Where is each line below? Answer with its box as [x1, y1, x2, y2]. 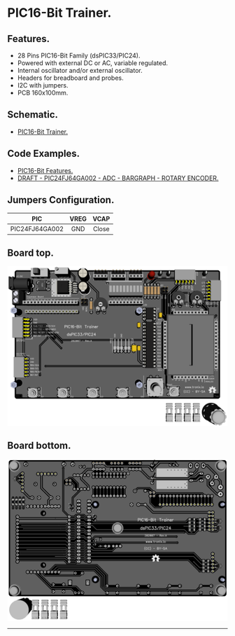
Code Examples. [7, 148, 80, 160]
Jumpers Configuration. [7, 194, 115, 206]
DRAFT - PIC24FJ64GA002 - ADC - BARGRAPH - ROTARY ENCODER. [17, 174, 219, 182]
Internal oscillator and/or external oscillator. [17, 67, 143, 74]
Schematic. [7, 109, 58, 120]
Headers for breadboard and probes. [17, 74, 124, 82]
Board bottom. [7, 440, 71, 452]
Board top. [7, 247, 55, 259]
